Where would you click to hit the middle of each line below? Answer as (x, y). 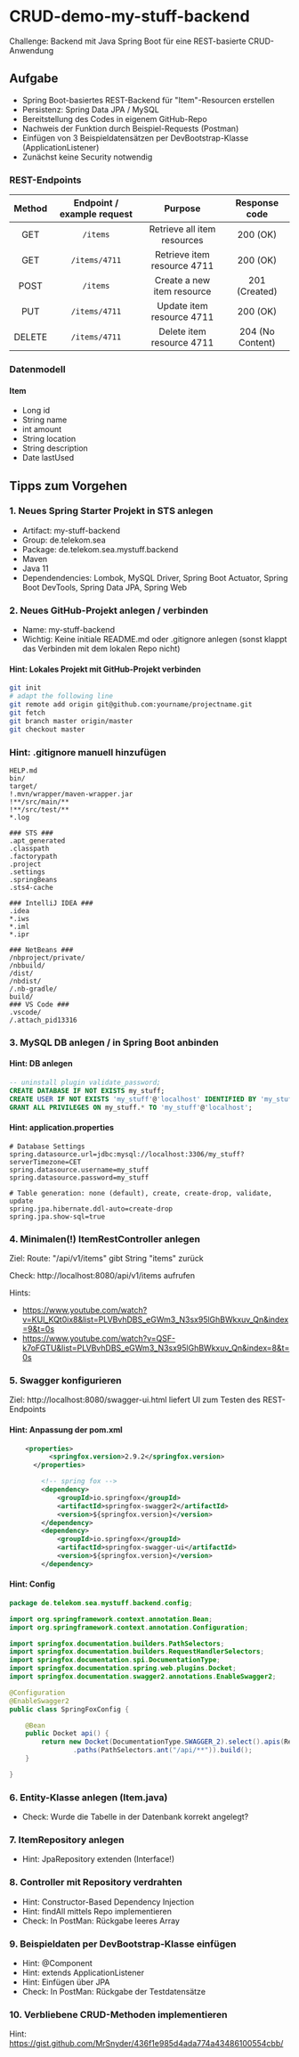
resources (182, 241)
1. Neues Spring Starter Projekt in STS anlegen (111, 511)
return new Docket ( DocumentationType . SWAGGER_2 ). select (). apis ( (163, 1742)
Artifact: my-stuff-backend (71, 530)
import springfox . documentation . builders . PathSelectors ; (117, 1644)
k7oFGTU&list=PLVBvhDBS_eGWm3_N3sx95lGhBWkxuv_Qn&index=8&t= (156, 1348)
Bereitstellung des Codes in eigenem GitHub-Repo (114, 118)
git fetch (28, 713)
